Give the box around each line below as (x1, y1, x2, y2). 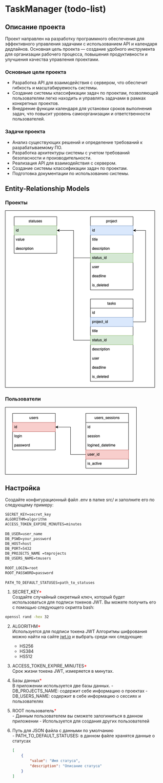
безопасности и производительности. (12, 155, 92, 161)
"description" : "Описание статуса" (30, 763, 102, 768)
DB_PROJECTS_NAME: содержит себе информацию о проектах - (12, 688, 148, 694)
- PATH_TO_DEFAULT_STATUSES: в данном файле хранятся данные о (12, 733, 155, 739)
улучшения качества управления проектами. (5, 57, 100, 62)
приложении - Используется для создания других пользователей (12, 718, 150, 724)
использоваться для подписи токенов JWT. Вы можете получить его (12, 599, 156, 605)
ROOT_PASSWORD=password (5, 571, 54, 576)
